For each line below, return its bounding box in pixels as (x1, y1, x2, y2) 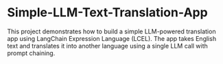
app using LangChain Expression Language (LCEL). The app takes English (7, 34, 217, 42)
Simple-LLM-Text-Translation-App (7, 5, 208, 20)
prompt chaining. (7, 49, 56, 57)
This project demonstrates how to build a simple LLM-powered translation (7, 27, 216, 35)
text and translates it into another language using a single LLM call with (7, 42, 208, 50)
